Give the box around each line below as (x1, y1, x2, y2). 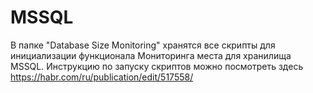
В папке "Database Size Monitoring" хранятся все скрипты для (10, 39, 276, 51)
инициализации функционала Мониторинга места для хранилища (10, 49, 292, 61)
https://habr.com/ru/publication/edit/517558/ (10, 71, 194, 83)
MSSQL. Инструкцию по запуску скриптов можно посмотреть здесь (10, 60, 304, 72)
